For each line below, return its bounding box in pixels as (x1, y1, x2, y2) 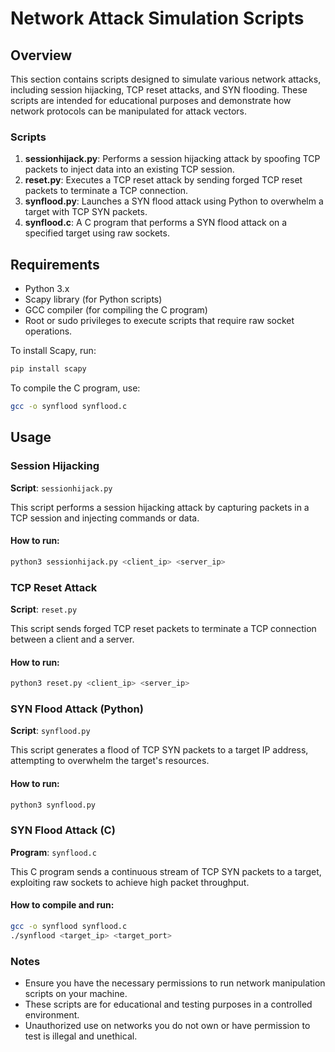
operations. (24, 325, 73, 337)
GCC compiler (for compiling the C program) (24, 304, 208, 316)
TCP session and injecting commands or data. (10, 512, 200, 524)
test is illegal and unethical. (24, 1030, 138, 1042)
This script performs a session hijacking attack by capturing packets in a (10, 501, 310, 513)
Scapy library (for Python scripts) (24, 293, 163, 306)
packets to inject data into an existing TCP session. (24, 163, 235, 176)
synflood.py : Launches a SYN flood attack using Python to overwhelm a (24, 195, 324, 207)
